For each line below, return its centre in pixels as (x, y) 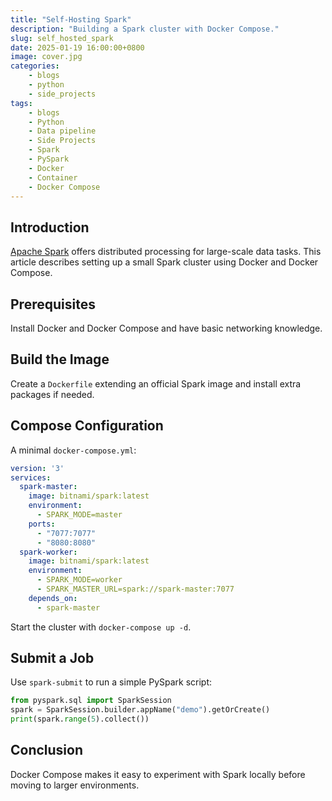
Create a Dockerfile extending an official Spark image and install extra (156, 383)
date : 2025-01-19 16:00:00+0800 (77, 47)
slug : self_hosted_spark (62, 38)
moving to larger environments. (75, 785)
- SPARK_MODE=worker (79, 580)
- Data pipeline (62, 131)
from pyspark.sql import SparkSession (91, 701)
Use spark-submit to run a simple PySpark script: (111, 682)
